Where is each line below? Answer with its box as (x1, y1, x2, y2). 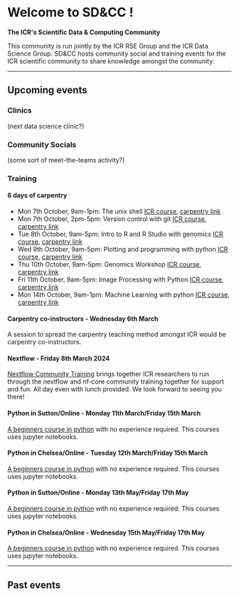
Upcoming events (7, 84, 87, 96)
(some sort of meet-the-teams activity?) (7, 155, 125, 164)
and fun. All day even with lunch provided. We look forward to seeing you (7, 385, 223, 394)
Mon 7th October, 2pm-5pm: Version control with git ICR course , (17, 215, 207, 223)
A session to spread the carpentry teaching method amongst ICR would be (7, 330, 226, 339)
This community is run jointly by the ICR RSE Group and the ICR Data (7, 41, 208, 50)
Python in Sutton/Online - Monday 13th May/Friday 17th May (7, 488, 189, 497)
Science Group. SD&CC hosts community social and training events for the (7, 49, 226, 58)
